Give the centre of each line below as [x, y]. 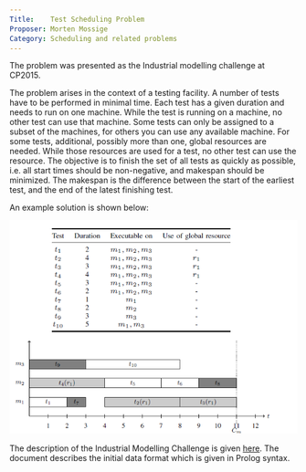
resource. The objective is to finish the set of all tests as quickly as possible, [153, 161]
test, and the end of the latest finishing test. [91, 190]
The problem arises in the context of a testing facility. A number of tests [145, 93]
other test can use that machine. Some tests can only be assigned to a [142, 122]
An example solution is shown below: [79, 208]
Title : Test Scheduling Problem [77, 19]
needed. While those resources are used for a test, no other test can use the [153, 152]
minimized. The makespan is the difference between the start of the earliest [152, 180]
